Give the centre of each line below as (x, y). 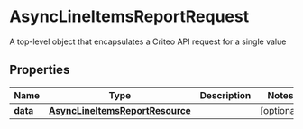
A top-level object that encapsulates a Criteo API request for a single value (148, 41)
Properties (40, 70)
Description (225, 95)
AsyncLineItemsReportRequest (129, 17)
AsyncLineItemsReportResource (119, 110)
